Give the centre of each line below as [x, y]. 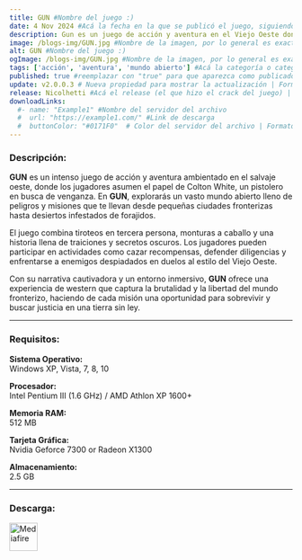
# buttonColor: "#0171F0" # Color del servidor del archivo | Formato [156, 127]
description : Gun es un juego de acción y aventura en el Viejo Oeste [144, 34]
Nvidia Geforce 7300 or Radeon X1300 [81, 449]
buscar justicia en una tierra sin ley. [75, 307]
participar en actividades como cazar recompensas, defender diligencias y [148, 252]
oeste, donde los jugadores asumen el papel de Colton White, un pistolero [147, 187]
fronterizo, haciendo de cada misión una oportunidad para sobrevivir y [140, 298]
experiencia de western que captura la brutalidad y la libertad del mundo [144, 289]
